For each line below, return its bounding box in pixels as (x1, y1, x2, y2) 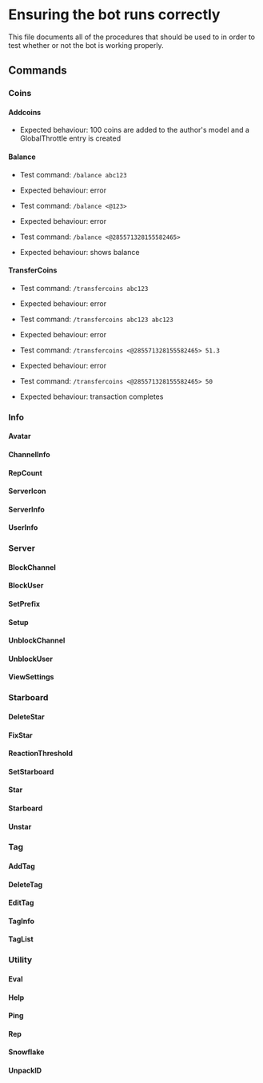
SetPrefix (8, 599, 41, 609)
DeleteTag (8, 879, 43, 889)
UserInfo (8, 523, 38, 532)
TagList (8, 934, 34, 944)
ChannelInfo (8, 449, 50, 459)
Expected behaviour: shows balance (19, 247, 140, 257)
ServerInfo (8, 504, 46, 514)
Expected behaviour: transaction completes (19, 392, 164, 401)
